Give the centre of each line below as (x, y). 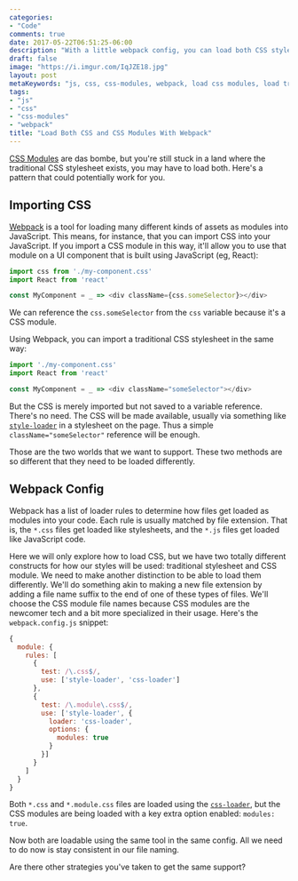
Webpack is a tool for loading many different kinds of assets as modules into (149, 227)
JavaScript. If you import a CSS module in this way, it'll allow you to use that (148, 245)
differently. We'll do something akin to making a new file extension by (136, 584)
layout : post (33, 76)
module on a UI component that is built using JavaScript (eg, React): (134, 255)
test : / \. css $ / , (71, 672)
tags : (19, 92)
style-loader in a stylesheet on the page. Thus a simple (112, 425)
